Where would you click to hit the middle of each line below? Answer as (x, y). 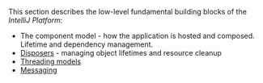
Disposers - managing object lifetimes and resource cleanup (121, 53)
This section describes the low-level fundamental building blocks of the (127, 12)
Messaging (39, 70)
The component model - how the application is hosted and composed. (137, 36)
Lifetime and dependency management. (87, 44)
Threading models (51, 61)
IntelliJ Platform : (36, 20)
